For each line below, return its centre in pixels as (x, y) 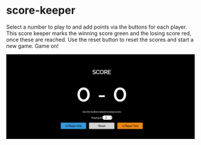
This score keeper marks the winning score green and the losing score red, (99, 33)
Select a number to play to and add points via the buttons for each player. (97, 27)
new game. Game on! (32, 46)
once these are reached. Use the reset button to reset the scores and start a (100, 39)
